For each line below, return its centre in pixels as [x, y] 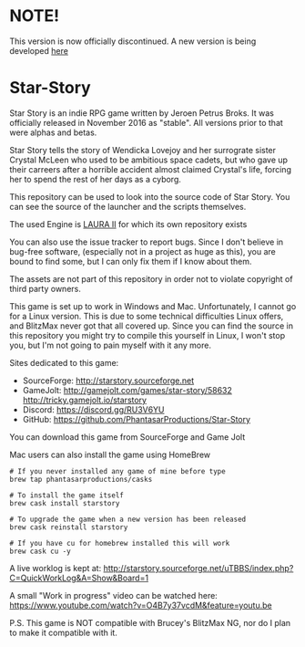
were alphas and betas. [53, 132]
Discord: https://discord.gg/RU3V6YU [93, 409]
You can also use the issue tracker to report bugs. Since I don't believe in [147, 242]
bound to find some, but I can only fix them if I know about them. [131, 261]
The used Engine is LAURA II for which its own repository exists [128, 224]
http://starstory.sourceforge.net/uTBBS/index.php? [198, 568]
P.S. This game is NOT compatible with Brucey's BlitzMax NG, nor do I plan [150, 622]
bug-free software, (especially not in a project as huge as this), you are [142, 251]
